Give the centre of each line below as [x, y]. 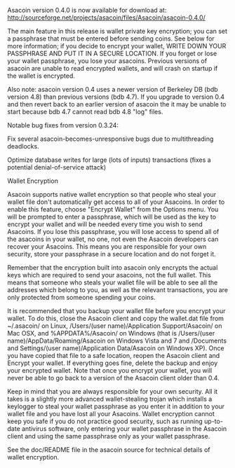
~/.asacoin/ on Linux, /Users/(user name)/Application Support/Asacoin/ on [115, 326]
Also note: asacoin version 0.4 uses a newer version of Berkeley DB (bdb [113, 89]
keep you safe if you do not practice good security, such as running [105, 421]
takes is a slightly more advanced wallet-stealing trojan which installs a [110, 399]
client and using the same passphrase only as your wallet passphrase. [109, 436]
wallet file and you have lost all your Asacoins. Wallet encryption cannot [111, 414]
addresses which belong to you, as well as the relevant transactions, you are [117, 290]
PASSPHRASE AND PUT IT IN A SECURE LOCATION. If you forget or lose [112, 53]
